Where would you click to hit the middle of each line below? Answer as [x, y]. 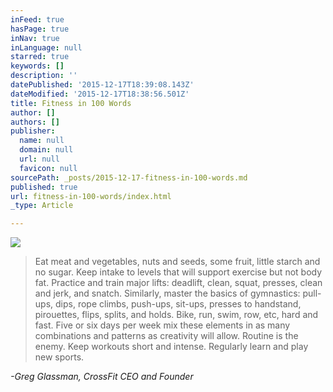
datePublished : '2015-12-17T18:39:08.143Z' [102, 85]
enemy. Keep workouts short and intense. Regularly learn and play [171, 347]
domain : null [46, 150]
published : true [44, 187]
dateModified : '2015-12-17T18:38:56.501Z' [100, 94]
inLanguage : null [46, 47]
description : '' [44, 76]
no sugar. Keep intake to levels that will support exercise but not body [178, 272]
